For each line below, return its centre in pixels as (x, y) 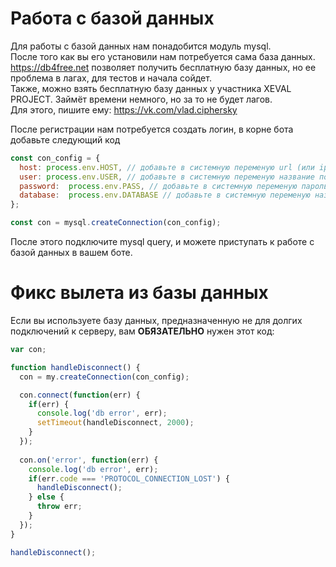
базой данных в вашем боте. (71, 253)
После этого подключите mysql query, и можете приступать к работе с (162, 242)
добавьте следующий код (65, 139)
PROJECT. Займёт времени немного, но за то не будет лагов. (141, 99)
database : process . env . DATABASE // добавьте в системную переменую (165, 195)
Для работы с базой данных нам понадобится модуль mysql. (141, 46)
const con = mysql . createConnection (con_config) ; (116, 223)
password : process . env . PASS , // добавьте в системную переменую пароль (174, 186)
